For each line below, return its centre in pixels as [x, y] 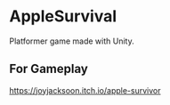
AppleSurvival [63, 16]
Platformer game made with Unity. [72, 41]
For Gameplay [49, 69]
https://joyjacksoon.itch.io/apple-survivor [85, 90]
